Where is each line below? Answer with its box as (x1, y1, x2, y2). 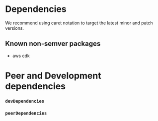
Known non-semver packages (5, 40, 101, 48)
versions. (5, 25, 24, 31)
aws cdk (12, 53, 30, 59)
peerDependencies (5, 110, 47, 116)
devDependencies (5, 98, 45, 104)
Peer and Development (5, 70, 101, 81)
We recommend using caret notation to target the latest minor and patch (5, 20, 153, 26)
